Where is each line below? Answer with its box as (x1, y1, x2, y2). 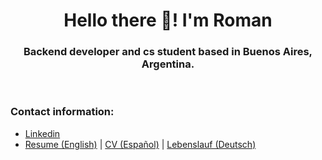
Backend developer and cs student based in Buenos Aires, (23, 45, 313, 59)
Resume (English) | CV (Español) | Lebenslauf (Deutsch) (24, 138, 257, 150)
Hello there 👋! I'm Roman (63, 9, 273, 32)
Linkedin (24, 127, 61, 139)
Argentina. (141, 57, 195, 71)
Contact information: (10, 105, 115, 119)
